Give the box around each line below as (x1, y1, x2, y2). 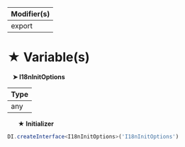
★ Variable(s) (7, 49, 90, 66)
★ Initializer (17, 119, 55, 128)
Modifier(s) (11, 9, 50, 18)
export (11, 21, 33, 30)
